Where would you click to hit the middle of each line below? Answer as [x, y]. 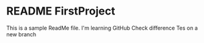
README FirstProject [61, 11]
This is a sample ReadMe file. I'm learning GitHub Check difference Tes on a [102, 28]
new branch [21, 34]
